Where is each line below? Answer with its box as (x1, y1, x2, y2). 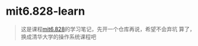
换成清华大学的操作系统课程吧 (20, 33, 96, 40)
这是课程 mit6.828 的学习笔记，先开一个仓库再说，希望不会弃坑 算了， (20, 25, 196, 33)
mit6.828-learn (6, 4, 85, 18)
